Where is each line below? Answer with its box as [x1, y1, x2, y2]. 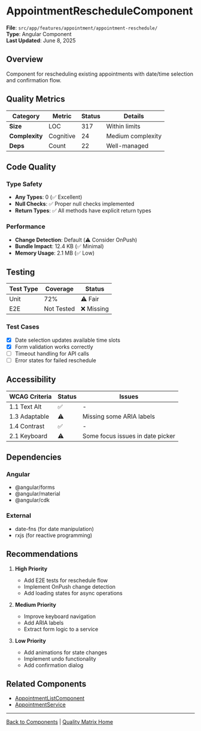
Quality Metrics [6, 94, 65, 105]
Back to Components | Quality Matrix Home [6, 718, 114, 726]
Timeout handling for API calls [14, 350, 90, 357]
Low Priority [14, 637, 46, 644]
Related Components [6, 679, 87, 689]
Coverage [45, 285, 74, 293]
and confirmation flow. [6, 76, 62, 83]
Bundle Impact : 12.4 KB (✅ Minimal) [14, 242, 104, 250]
